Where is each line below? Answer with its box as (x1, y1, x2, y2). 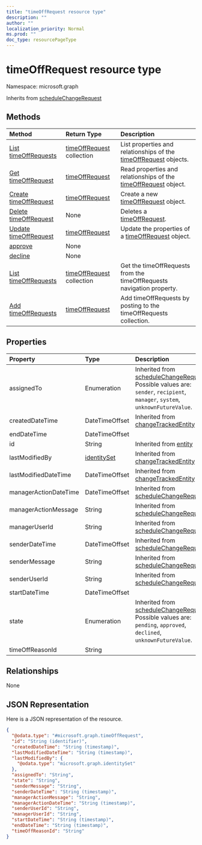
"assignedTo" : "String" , (11, 772, 74, 778)
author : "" (6, 20, 34, 26)
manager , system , (135, 395, 180, 404)
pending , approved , (135, 621, 186, 629)
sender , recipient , (135, 387, 186, 396)
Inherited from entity (135, 440, 194, 448)
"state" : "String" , (11, 777, 61, 784)
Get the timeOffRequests (120, 261, 191, 270)
